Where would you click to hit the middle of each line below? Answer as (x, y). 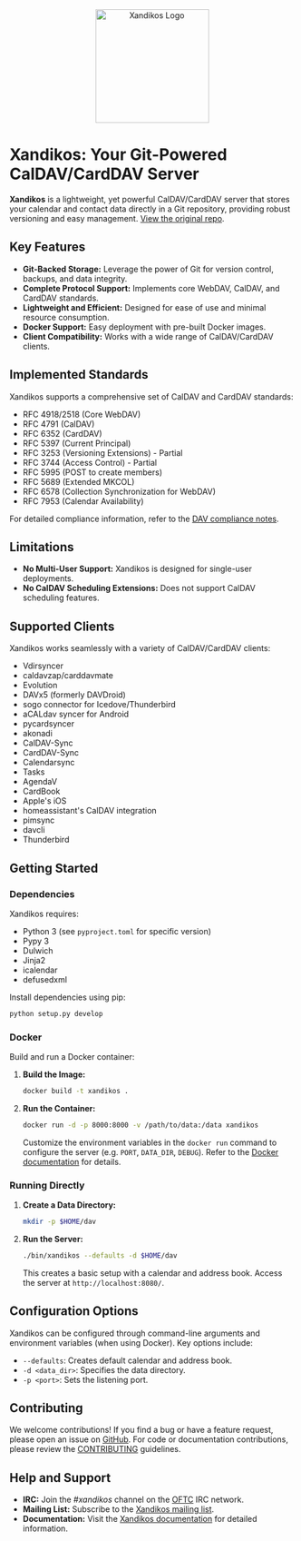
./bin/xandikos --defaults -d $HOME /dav (100, 1255)
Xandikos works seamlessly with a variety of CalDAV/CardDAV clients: (140, 648)
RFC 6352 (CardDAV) (62, 433)
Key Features (48, 247)
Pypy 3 (36, 941)
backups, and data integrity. (75, 278)
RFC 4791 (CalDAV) (58, 424)
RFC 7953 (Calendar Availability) (83, 501)
